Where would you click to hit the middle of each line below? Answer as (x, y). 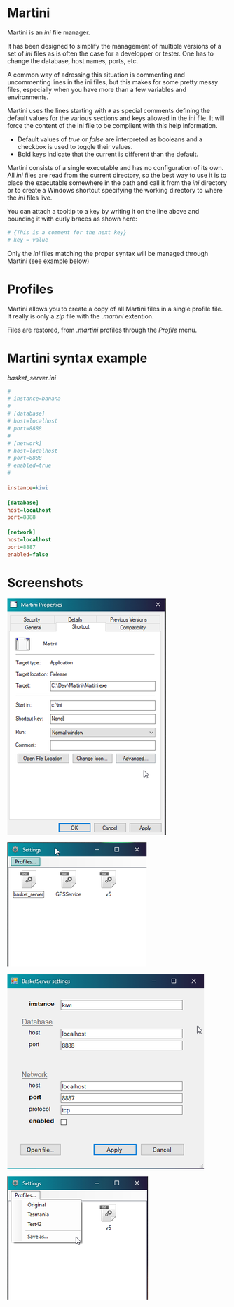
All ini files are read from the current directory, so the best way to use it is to (117, 175)
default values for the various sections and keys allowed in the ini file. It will (116, 118)
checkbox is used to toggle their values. (75, 146)
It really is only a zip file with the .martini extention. (81, 316)
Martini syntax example (77, 358)
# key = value (28, 240)
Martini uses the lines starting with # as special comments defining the (109, 110)
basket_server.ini (32, 378)
